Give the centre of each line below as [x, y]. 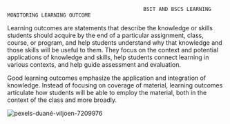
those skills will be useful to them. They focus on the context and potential [113, 50]
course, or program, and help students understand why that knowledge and [115, 43]
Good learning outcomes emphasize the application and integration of [107, 78]
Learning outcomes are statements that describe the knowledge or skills [110, 28]
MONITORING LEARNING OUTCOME [49, 15]
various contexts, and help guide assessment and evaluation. [94, 64]
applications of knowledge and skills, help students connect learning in [108, 57]
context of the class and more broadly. [62, 100]
